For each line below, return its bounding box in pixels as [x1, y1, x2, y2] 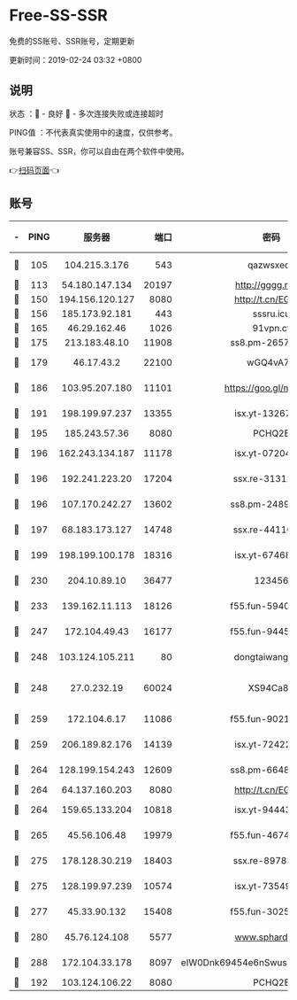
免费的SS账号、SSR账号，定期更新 [9, 35, 135, 46]
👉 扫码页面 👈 [9, 165, 60, 175]
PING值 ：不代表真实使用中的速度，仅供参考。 [9, 127, 178, 137]
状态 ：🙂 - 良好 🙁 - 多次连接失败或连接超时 [9, 108, 164, 119]
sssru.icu [252, 307, 291, 320]
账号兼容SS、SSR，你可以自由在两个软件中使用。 [9, 145, 189, 156]
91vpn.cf [252, 322, 291, 334]
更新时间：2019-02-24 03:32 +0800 [9, 54, 142, 65]
